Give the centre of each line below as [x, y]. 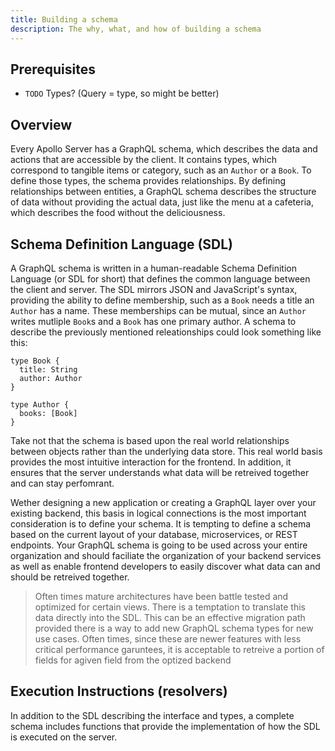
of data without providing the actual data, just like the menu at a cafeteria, [162, 202]
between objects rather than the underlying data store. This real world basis [166, 451]
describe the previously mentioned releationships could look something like [166, 332]
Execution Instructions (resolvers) [119, 691]
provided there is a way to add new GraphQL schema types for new [174, 628]
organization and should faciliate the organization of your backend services [166, 555]
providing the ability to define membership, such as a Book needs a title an [162, 300]
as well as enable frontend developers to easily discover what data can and [165, 566]
